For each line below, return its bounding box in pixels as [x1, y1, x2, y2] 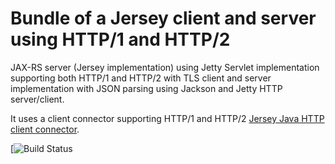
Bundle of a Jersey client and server [10, 7, 317, 30]
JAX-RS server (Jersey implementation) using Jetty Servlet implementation [10, 61, 320, 73]
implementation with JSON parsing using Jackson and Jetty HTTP [10, 82, 283, 94]
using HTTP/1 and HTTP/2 [10, 28, 231, 51]
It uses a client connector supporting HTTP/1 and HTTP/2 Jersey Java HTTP [10, 112, 325, 124]
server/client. [10, 93, 65, 105]
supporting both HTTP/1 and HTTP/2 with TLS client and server [10, 72, 272, 84]
